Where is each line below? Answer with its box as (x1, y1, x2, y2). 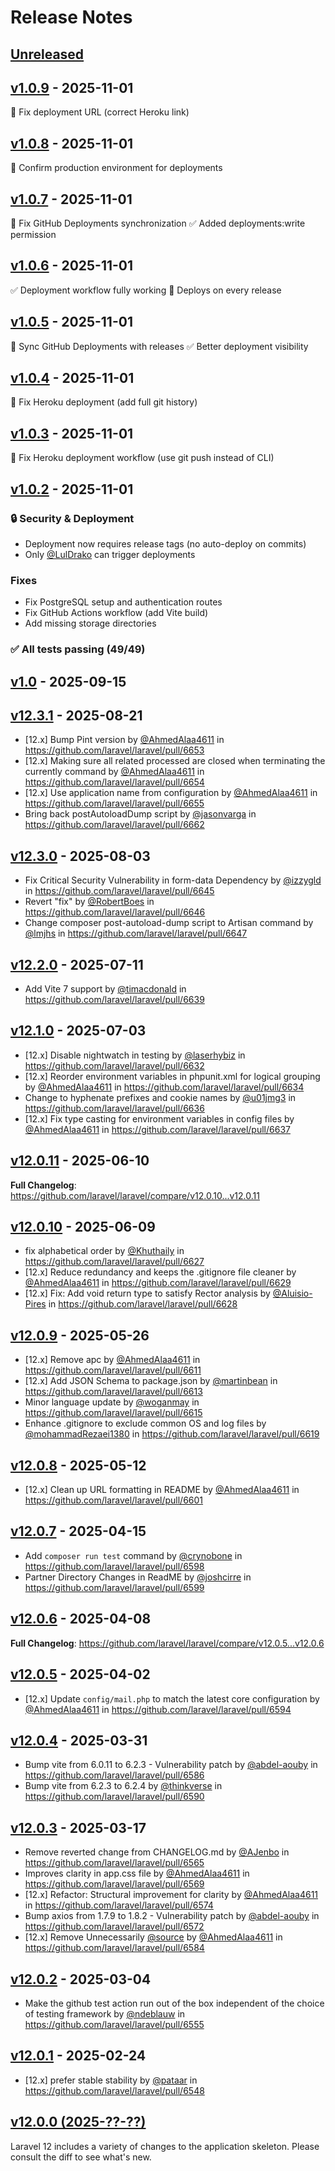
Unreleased (10, 46, 85, 63)
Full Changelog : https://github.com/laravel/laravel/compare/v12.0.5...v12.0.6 (10, 1637, 325, 1649)
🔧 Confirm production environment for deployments (10, 162, 223, 174)
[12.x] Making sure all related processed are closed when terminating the (24, 755, 326, 767)
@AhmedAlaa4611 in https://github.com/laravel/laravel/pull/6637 (24, 1123, 291, 1135)
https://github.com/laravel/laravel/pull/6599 (24, 1581, 205, 1593)
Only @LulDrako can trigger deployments (24, 548, 196, 560)
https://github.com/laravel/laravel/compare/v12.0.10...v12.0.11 (10, 1189, 260, 1201)
